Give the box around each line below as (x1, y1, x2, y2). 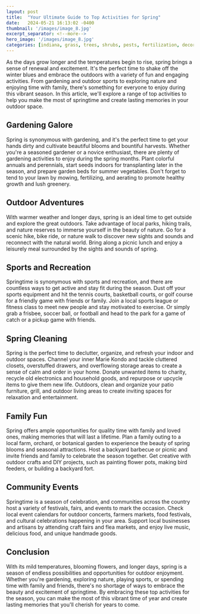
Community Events (6, 482, 79, 492)
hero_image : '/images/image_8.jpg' (6, 36, 95, 42)
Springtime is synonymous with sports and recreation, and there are (6, 278, 173, 285)
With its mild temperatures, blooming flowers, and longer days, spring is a (6, 563, 187, 570)
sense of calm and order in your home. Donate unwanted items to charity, (6, 368, 187, 376)
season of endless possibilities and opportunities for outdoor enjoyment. (6, 569, 184, 576)
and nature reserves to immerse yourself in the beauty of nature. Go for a (6, 226, 186, 233)
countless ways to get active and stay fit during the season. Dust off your (6, 285, 186, 292)
